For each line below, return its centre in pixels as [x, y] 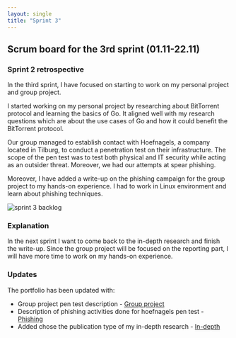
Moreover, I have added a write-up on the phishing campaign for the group [116, 179]
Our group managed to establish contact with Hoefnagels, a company [109, 142]
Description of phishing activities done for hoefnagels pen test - [111, 311]
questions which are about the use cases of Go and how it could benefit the [118, 121]
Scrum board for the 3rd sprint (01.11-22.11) [104, 49]
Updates [22, 275]
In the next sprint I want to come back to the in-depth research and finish [114, 241]
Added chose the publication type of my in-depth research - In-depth [119, 326]
